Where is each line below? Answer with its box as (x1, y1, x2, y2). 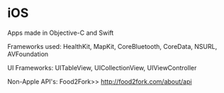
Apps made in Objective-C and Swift (7, 28, 114, 37)
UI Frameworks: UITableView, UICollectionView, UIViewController (7, 63, 197, 72)
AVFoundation (7, 50, 49, 58)
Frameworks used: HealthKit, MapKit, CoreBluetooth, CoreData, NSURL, (7, 42, 218, 50)
